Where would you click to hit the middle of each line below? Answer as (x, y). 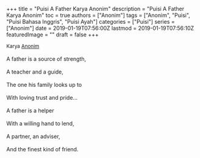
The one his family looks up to (44, 85)
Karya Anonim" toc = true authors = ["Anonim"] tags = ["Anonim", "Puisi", (98, 15)
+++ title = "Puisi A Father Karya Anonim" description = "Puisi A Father (95, 9)
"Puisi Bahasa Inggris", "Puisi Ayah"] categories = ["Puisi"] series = (91, 22)
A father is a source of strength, (46, 59)
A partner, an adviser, (33, 136)
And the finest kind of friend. (42, 149)
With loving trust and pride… (42, 98)
